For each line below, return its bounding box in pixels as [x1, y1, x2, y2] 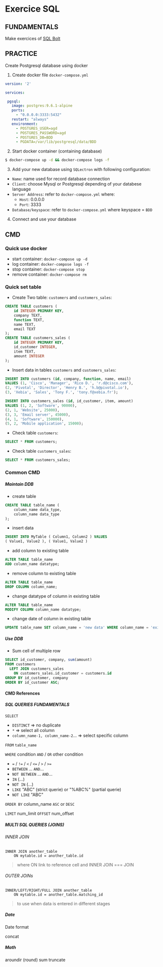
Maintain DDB [5, 481, 34, 487]
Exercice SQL [5, 3, 60, 15]
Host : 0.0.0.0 [19, 197, 45, 203]
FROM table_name [5, 743, 37, 748]
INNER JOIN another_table [5, 849, 57, 854]
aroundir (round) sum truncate [5, 957, 65, 963]
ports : [11, 108, 25, 113]
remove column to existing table [12, 570, 77, 576]
